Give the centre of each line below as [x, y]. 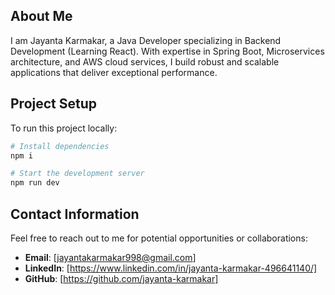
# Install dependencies [60, 146]
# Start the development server [77, 174]
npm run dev [35, 183]
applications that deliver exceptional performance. [114, 72]
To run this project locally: [64, 128]
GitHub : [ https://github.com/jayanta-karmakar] [121, 278]
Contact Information [75, 214]
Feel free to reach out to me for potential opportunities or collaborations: [159, 238]
